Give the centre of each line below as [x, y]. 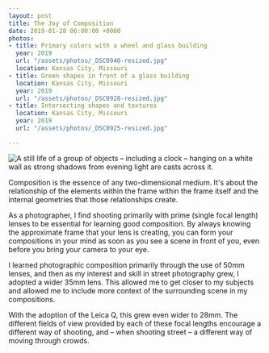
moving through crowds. [49, 340]
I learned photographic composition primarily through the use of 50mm [126, 265]
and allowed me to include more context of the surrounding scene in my [128, 290]
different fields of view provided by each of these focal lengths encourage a [135, 323]
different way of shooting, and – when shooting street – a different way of [130, 332]
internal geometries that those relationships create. [93, 199]
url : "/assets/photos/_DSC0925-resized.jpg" [92, 128]
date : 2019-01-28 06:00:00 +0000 [65, 31]
